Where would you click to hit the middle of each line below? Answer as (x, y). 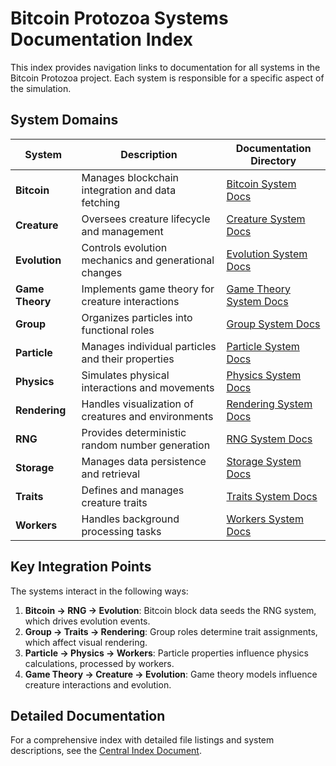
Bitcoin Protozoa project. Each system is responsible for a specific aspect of (167, 78)
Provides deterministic (134, 432)
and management (122, 231)
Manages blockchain (130, 177)
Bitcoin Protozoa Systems (119, 18)
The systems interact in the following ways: (99, 591)
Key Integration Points (81, 567)
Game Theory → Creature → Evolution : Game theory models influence (171, 674)
